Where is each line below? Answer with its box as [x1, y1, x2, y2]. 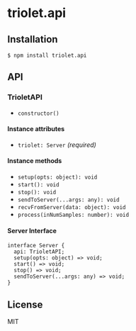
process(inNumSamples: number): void [17, 211, 130, 219]
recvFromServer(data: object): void [17, 204, 126, 211]
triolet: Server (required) [17, 140, 97, 149]
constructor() [17, 110, 59, 117]
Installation [7, 33, 58, 45]
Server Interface [7, 226, 57, 235]
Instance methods [7, 157, 62, 165]
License [7, 298, 43, 310]
